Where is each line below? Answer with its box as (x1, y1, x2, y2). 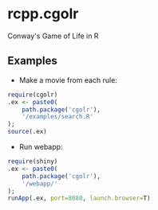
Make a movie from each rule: (18, 75, 117, 84)
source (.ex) (7, 128, 47, 136)
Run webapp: (18, 142, 63, 151)
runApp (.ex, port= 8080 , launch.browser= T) (7, 194, 151, 203)
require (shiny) (7, 157, 58, 165)
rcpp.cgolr (7, 5, 79, 23)
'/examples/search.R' (22, 113, 93, 121)
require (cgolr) (7, 91, 58, 99)
